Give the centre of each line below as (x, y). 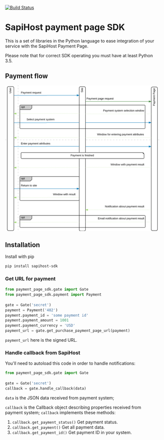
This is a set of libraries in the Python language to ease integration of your (80, 41)
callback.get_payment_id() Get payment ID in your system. (72, 432)
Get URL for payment (30, 278)
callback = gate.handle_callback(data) (46, 388)
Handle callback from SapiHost (43, 352)
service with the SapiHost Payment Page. (47, 46)
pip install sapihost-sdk (31, 266)
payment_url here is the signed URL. (41, 340)
